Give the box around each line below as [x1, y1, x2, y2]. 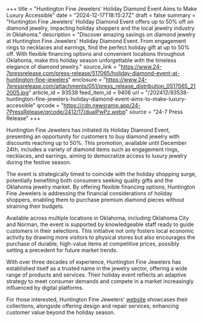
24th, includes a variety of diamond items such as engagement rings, [6, 146, 180, 153]
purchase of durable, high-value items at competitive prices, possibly [6, 240, 180, 247]
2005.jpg [6, 89, 29, 96]
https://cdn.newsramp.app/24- [63, 102, 141, 109]
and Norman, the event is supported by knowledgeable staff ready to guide [6, 221, 195, 228]
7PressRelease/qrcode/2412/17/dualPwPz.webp [6, 109, 126, 115]
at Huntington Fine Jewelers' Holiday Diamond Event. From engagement [6, 38, 187, 44]
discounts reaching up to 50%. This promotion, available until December [6, 139, 187, 146]
